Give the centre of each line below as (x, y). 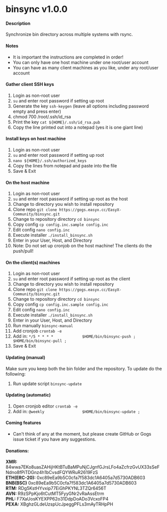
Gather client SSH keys (30, 84)
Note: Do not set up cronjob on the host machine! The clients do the (82, 246)
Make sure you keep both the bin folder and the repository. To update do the (84, 369)
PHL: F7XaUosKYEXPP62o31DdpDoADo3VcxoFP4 (57, 499)
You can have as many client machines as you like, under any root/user (85, 67)
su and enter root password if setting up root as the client (72, 279)
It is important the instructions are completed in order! (68, 57)
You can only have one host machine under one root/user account (81, 62)
